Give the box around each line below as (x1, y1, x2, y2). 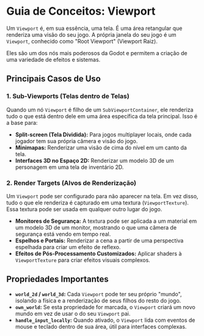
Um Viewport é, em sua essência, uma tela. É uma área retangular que (6, 24, 183, 32)
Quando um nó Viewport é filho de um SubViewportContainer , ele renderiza (6, 106, 194, 113)
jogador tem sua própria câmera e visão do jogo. (15, 137, 138, 144)
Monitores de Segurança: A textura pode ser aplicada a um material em (15, 217, 197, 225)
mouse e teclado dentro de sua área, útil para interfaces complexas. (15, 323, 187, 330)
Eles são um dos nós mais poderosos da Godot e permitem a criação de (6, 49, 188, 56)
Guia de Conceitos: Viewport (6, 4, 156, 18)
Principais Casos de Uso (6, 73, 101, 84)
